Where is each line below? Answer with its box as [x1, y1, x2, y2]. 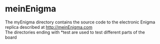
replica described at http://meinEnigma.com [5, 24, 93, 30]
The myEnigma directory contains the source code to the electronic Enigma [5, 19, 156, 25]
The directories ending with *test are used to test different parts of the [5, 29, 145, 35]
